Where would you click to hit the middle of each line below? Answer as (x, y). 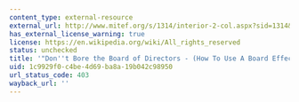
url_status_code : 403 (49, 75)
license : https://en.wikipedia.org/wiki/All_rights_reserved (125, 42)
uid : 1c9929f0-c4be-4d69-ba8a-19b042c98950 (91, 67)
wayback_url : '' (39, 83)
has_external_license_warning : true (77, 34)
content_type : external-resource (71, 17)
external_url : (36, 26)
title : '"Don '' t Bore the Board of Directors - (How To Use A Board (139, 59)
